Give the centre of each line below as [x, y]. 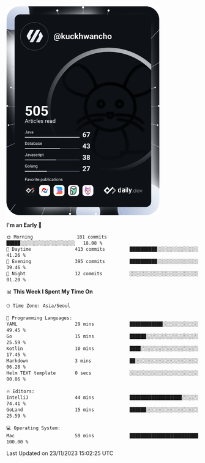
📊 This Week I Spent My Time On [50, 291]
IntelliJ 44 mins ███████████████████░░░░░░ [102, 398]
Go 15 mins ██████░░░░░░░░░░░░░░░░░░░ [102, 336]
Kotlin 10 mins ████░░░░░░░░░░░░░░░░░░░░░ [102, 349]
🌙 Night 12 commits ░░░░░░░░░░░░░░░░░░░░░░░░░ [102, 273]
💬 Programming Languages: [39, 318]
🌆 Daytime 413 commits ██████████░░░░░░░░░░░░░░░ [102, 249]
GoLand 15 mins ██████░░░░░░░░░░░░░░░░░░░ [102, 410]
